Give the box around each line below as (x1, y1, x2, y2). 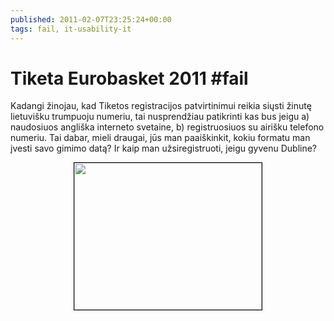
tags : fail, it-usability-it (10, 24, 132, 34)
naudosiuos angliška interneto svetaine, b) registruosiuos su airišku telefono (10, 121, 325, 133)
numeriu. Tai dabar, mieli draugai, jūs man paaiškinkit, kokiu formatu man (10, 132, 311, 144)
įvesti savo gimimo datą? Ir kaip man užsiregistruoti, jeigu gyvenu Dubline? (10, 142, 318, 155)
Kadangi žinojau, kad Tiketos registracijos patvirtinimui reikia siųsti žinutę (10, 100, 312, 112)
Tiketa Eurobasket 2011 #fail (10, 67, 249, 90)
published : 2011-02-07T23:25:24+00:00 (10, 14, 172, 25)
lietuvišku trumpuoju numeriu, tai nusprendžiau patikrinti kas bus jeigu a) (10, 111, 310, 123)
